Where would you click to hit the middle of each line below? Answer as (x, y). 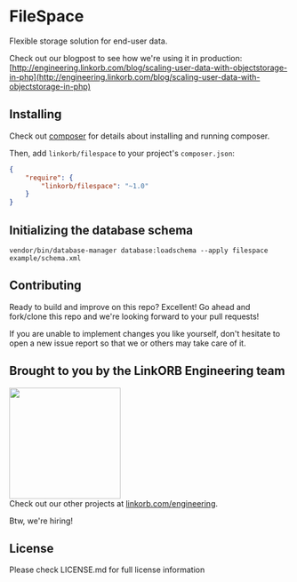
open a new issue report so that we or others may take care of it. (128, 343)
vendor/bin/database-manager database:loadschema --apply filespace (139, 251)
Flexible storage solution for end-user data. (88, 41)
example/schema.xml (45, 258)
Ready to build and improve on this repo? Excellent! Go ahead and (130, 307)
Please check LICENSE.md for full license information (107, 570)
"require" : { (49, 178)
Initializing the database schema (101, 230)
